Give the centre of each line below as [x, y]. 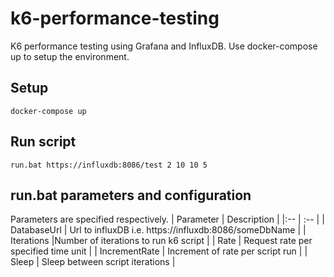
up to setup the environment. [70, 56]
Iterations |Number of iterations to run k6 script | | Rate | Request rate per [161, 241]
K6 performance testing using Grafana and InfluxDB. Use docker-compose [164, 46]
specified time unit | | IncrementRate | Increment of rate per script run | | [159, 251]
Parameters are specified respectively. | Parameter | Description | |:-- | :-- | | [167, 219]
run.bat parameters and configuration [131, 195]
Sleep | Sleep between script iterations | [93, 262]
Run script [43, 142]
